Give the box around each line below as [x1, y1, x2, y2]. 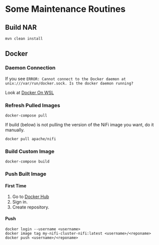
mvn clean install [5, 36, 43, 41]
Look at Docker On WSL [5, 89, 54, 95]
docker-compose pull [5, 113, 48, 118]
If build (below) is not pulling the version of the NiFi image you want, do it [5, 122, 154, 127]
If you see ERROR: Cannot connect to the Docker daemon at [5, 76, 126, 82]
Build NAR [5, 23, 37, 32]
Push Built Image [5, 170, 47, 177]
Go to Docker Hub [12, 194, 49, 200]
